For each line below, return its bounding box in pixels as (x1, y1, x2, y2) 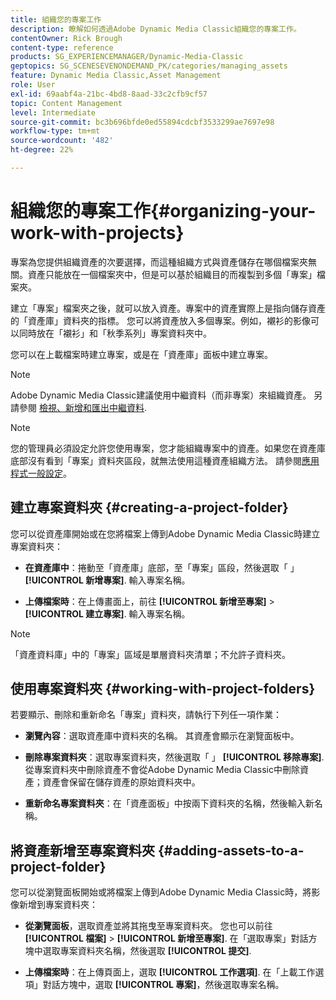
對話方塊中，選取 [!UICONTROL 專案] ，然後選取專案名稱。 (42, 979, 285, 991)
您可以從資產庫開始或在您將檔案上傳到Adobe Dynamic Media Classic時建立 (10, 527, 321, 540)
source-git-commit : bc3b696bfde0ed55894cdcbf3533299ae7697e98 (10, 117, 275, 127)
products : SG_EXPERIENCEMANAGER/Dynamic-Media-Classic (10, 52, 244, 62)
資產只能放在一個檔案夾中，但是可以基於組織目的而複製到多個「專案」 (27, 268, 317, 280)
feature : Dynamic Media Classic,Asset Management (10, 71, 222, 81)
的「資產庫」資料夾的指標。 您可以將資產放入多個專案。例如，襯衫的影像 (10, 314, 311, 326)
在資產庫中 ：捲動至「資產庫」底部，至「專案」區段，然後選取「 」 (24, 561, 300, 573)
